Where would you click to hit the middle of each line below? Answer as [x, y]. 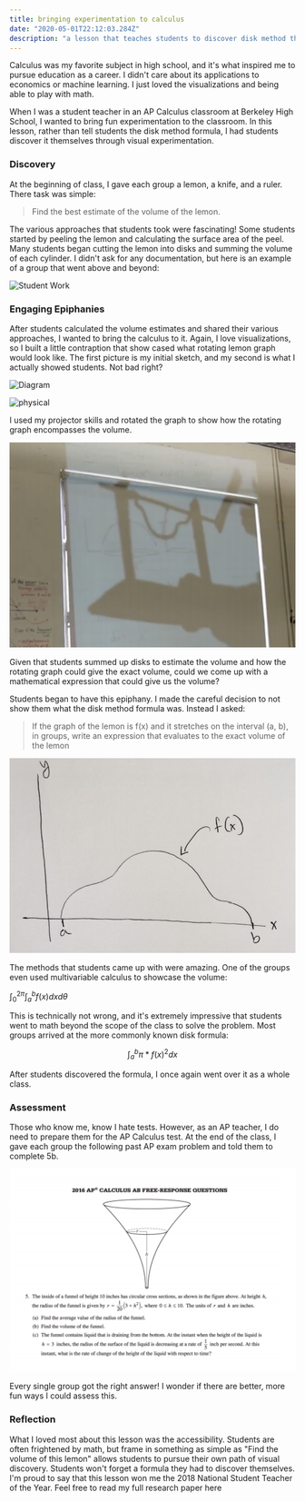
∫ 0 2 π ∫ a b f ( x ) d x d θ [39, 996]
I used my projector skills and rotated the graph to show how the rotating [145, 420]
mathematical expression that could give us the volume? [114, 681]
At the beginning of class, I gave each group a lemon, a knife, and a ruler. [146, 184]
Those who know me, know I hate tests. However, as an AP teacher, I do [144, 1128]
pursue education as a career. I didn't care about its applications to [134, 75]
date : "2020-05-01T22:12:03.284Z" [75, 29]
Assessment [38, 1107]
